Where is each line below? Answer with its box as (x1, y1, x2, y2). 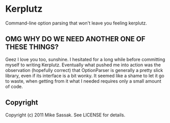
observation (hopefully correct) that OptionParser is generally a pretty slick (5, 67, 163, 73)
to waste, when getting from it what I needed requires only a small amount (5, 78, 162, 84)
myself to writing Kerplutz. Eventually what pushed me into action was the (5, 62, 161, 68)
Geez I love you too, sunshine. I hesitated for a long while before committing (5, 56, 165, 62)
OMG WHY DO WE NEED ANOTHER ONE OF (5, 35, 145, 43)
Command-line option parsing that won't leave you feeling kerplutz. (5, 20, 147, 26)
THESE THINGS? (5, 43, 59, 52)
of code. (5, 83, 23, 89)
